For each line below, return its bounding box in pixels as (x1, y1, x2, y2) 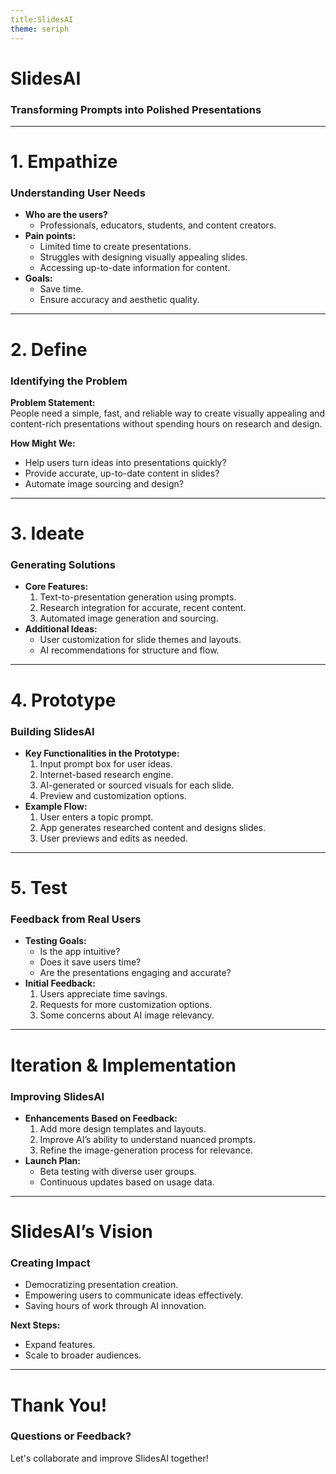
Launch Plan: (24, 1154, 81, 1166)
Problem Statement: (10, 396, 96, 408)
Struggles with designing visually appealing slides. (39, 251, 248, 263)
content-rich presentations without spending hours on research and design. (10, 417, 323, 430)
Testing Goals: (24, 935, 87, 947)
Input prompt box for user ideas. (39, 757, 173, 770)
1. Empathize (10, 151, 118, 173)
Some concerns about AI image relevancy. (39, 1009, 215, 1021)
